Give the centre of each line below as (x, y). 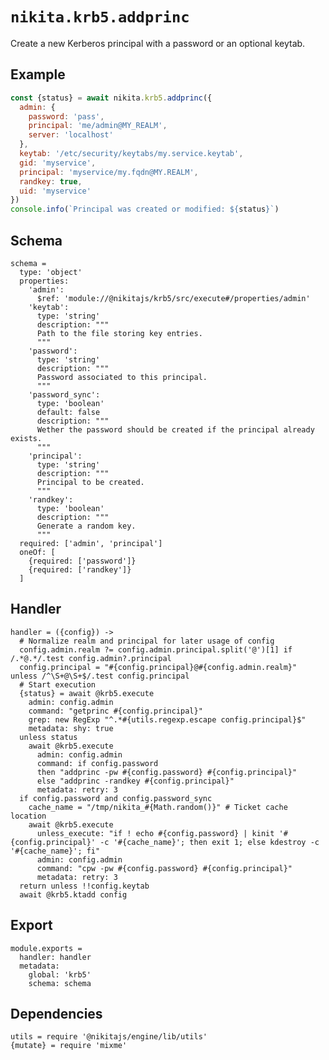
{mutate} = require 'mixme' (69, 1046)
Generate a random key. (86, 526)
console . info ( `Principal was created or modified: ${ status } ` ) (145, 209)
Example (38, 74)
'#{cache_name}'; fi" (55, 851)
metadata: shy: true (71, 728)
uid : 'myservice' (55, 191)
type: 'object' (51, 272)
